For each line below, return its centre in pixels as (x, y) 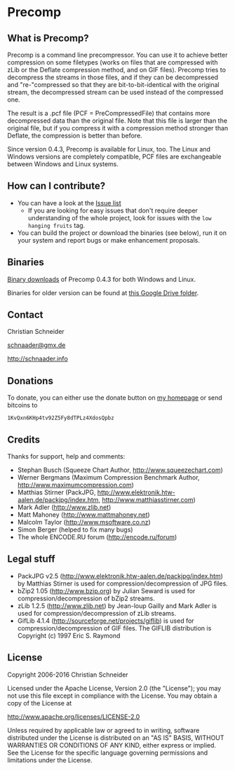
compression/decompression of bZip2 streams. (86, 598)
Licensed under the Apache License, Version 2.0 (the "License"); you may (114, 688)
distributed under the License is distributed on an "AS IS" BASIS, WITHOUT (116, 738)
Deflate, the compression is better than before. (75, 135)
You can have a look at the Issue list (69, 203)
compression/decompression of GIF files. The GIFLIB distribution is (114, 628)
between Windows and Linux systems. (63, 164)
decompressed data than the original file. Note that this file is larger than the (117, 121)
